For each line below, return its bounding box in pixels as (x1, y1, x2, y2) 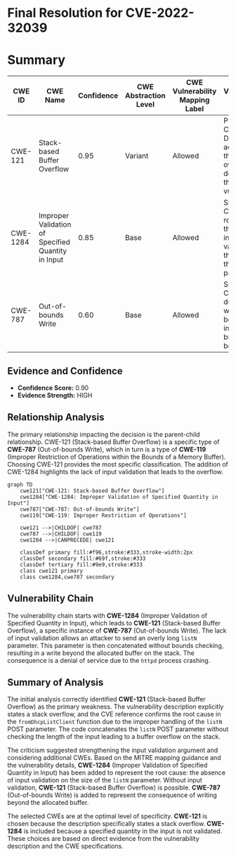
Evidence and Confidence (7, 364, 123, 377)
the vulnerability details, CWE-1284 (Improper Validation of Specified (7, 761, 208, 770)
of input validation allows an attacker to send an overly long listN (7, 633, 197, 642)
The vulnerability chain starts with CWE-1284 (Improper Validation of (7, 611, 208, 620)
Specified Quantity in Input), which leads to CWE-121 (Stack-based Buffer (7, 618, 221, 627)
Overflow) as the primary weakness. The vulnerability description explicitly (7, 702, 224, 711)
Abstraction (125, 91, 166, 101)
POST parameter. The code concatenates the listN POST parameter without (7, 725, 229, 733)
